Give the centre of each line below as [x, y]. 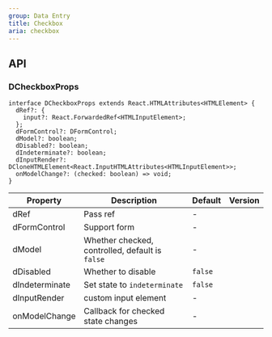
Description [134, 200]
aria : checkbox [34, 31]
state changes [110, 322]
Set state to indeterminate [134, 285]
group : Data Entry [39, 16]
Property [45, 200]
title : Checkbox [36, 23]
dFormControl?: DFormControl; [66, 132]
